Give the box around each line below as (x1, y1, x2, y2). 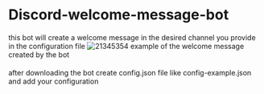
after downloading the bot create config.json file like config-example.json (8, 68, 252, 78)
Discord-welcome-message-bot (8, 6, 229, 24)
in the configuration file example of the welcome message (8, 41, 245, 51)
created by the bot (8, 50, 70, 59)
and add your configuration (8, 76, 99, 86)
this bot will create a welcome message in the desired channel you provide (8, 32, 256, 42)
